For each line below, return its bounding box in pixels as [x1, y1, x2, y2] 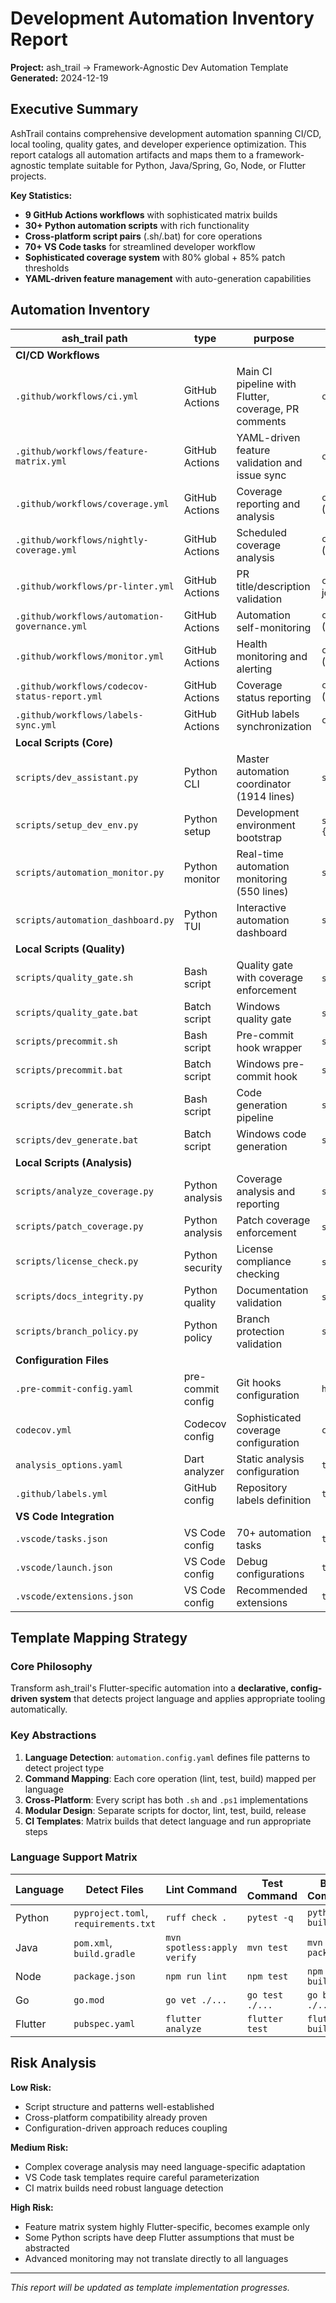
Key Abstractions [10, 1728, 97, 1742]
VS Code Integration [15, 1509, 115, 1523]
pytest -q [246, 1912, 294, 1923]
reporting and [236, 497, 301, 511]
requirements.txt [73, 1918, 157, 1929]
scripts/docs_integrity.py [15, 1290, 144, 1302]
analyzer [183, 1464, 225, 1478]
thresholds [24, 262, 70, 274]
